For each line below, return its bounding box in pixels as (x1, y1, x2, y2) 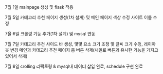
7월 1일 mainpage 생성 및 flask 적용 (5, 4, 74, 10)
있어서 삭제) (5, 53, 28, 59)
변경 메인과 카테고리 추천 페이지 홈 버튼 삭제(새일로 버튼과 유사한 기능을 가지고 (10, 47, 159, 53)
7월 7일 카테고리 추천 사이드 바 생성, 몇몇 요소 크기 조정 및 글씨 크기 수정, (5, 41, 143, 47)
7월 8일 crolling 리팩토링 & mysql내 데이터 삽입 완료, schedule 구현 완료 (5, 63, 143, 69)
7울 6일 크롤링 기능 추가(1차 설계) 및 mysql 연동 (5, 31, 96, 36)
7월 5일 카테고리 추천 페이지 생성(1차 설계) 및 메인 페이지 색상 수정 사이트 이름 (5, 15, 152, 20)
